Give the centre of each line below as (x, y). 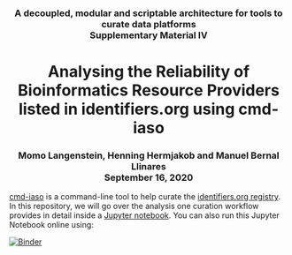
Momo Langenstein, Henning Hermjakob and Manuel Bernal (149, 155)
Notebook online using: (52, 225)
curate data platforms (149, 24)
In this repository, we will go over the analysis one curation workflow (134, 206)
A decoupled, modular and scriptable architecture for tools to (149, 13)
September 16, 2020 (149, 177)
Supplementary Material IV (149, 35)
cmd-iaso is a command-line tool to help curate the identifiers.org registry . (145, 197)
